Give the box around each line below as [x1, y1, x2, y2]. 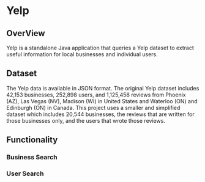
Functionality [6, 135, 58, 145]
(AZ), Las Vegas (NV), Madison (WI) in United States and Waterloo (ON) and [6, 97, 198, 104]
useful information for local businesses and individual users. [6, 51, 158, 58]
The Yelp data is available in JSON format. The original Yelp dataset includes [6, 84, 199, 92]
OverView [6, 28, 45, 38]
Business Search [6, 153, 58, 162]
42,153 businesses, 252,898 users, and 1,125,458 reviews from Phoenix [6, 91, 186, 98]
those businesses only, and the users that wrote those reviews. [6, 117, 165, 124]
